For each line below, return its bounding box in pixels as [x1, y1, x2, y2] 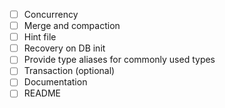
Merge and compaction [23, 20, 121, 32]
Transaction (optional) [23, 65, 116, 77]
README [23, 87, 62, 99]
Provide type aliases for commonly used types [23, 54, 216, 66]
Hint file [23, 31, 57, 43]
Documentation [23, 76, 88, 88]
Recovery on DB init [23, 42, 106, 54]
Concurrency [23, 9, 79, 20]
